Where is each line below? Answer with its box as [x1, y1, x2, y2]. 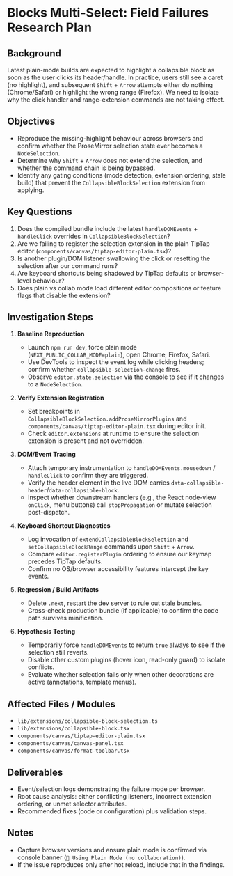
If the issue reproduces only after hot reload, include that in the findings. [17, 860, 225, 868]
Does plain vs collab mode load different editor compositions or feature [17, 283, 222, 292]
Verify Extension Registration [17, 393, 104, 402]
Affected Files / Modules [7, 698, 116, 710]
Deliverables [7, 766, 63, 778]
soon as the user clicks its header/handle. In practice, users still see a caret [7, 73, 223, 81]
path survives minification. [27, 614, 104, 623]
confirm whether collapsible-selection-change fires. [27, 366, 181, 374]
